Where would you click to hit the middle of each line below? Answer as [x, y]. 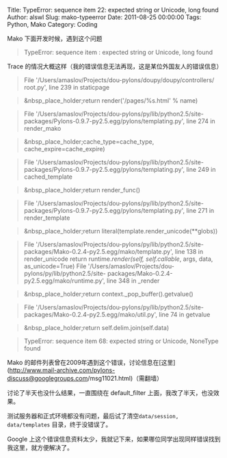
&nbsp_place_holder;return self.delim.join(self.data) [96, 328]
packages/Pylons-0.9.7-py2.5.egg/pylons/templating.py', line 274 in [119, 121]
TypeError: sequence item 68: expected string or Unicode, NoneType [121, 341]
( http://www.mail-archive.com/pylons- [61, 370]
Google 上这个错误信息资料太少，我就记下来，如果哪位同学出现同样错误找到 [114, 439]
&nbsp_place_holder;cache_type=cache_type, [89, 142]
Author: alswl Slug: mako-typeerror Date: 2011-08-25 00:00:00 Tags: [104, 17]
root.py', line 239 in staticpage [67, 87]
